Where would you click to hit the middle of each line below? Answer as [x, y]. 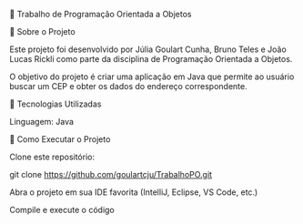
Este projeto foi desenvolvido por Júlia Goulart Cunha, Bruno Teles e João [148, 49]
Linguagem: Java [42, 122]
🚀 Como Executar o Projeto [60, 139]
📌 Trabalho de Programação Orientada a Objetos [101, 14]
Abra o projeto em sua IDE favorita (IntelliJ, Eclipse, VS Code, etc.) [134, 192]
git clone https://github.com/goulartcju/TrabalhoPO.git [111, 174]
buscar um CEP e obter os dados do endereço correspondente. [128, 86]
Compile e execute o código [62, 210]
